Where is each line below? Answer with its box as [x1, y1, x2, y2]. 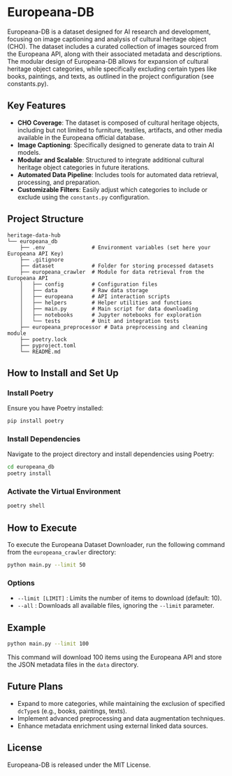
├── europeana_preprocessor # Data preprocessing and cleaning [20, 324, 208, 331]
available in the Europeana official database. [17, 133, 145, 141]
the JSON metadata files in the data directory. [7, 660, 139, 669]
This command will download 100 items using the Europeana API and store [7, 653, 222, 662]
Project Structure [7, 213, 84, 225]
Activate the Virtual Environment [7, 487, 121, 497]
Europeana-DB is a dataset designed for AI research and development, [7, 27, 211, 36]
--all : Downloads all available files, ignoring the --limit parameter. [17, 602, 215, 610]
